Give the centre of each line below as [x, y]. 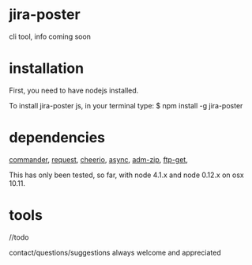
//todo [19, 237]
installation [47, 68]
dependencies [57, 138]
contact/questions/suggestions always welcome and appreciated [115, 252]
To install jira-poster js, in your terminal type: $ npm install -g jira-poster [126, 105]
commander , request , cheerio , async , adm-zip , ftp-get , [98, 159]
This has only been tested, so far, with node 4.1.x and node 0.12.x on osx [126, 175]
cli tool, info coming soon [50, 36]
